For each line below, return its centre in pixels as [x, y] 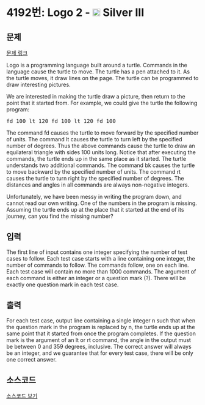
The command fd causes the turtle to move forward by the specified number [103, 133]
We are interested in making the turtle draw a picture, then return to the [96, 96]
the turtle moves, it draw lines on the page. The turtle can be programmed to [103, 78]
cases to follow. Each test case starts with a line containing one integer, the [101, 258]
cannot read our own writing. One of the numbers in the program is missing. [102, 203]
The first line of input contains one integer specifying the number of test [97, 252]
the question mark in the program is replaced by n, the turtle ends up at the [101, 327]
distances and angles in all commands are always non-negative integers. [98, 185]
